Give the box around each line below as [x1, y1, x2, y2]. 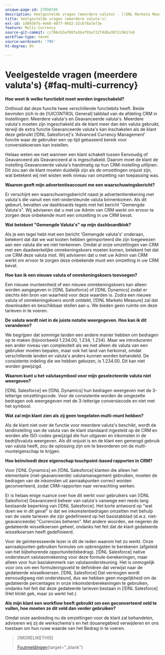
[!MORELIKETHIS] [17, 634, 54, 641]
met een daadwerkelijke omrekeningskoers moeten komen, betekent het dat [5, 246, 159, 253]
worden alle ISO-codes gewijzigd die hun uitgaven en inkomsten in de [5, 433, 146, 438]
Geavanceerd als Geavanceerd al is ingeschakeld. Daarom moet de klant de [5, 157, 159, 163]
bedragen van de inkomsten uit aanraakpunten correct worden [5, 477, 132, 484]
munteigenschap [5, 448, 39, 454]
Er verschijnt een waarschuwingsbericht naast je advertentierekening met [5, 191, 154, 197]
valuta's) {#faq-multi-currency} [5, 80, 138, 91]
